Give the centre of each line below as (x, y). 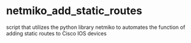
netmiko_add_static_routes (74, 11)
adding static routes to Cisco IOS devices (56, 33)
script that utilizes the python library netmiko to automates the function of (96, 27)
